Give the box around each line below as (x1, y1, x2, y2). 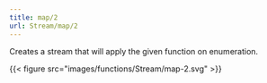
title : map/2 (9, 12, 58, 22)
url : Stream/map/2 (9, 21, 78, 30)
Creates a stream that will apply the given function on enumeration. (9, 46, 259, 56)
